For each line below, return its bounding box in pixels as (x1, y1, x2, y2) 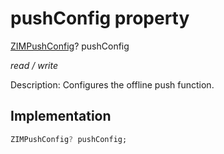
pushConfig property (10, 7, 190, 30)
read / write (10, 59, 58, 71)
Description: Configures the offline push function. (10, 78, 215, 91)
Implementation (10, 108, 112, 125)
